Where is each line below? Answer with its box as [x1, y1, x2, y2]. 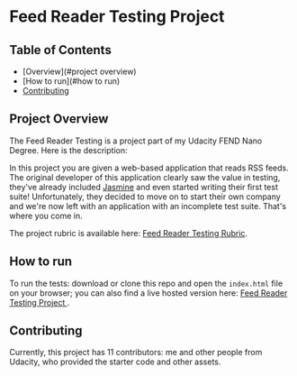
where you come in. [9, 210, 83, 221]
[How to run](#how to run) [22, 76, 121, 87]
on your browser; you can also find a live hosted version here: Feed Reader [9, 287, 288, 298]
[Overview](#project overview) [22, 66, 137, 77]
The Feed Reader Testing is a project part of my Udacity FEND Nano [9, 135, 263, 146]
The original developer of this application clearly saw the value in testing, [9, 171, 281, 182]
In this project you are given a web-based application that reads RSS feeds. [9, 162, 290, 173]
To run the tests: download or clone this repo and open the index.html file [9, 278, 283, 289]
